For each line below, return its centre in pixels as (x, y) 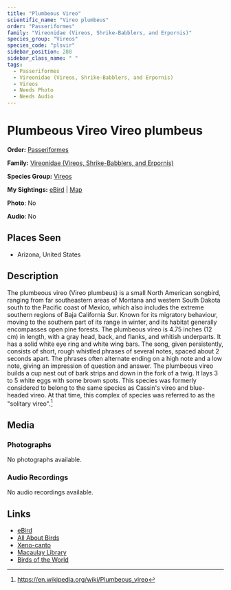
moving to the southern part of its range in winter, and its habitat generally (112, 322)
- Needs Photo (33, 90)
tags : (15, 65)
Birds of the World (43, 560)
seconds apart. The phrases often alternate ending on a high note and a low (114, 358)
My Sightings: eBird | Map (45, 189)
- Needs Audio (33, 97)
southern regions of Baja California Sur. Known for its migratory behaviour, (112, 314)
